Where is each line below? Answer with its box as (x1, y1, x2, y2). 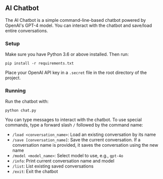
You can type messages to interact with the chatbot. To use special (5, 117, 142, 123)
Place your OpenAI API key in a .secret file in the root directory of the (5, 69, 147, 76)
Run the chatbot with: (5, 99, 49, 105)
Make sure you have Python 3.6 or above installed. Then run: (5, 52, 129, 58)
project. (5, 75, 21, 81)
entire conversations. (5, 27, 48, 34)
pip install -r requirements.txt (5, 61, 74, 66)
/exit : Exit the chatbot (12, 169, 58, 175)
